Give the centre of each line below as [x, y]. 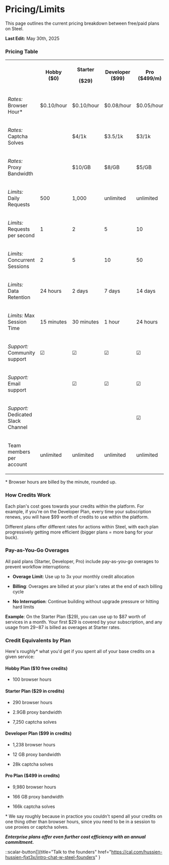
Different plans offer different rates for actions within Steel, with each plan [82, 526]
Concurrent [21, 260]
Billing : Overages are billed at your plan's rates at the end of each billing [87, 586]
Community [21, 353]
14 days [146, 291]
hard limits [23, 607]
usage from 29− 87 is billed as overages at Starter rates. [63, 627]
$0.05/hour [150, 105]
